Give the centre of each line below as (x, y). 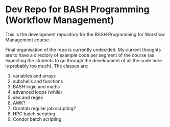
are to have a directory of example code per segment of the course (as (80, 55)
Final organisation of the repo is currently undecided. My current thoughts (83, 49)
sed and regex (28, 97)
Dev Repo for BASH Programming (77, 9)
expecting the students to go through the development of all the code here (84, 60)
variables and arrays (34, 75)
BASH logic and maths (36, 86)
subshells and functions (38, 81)
